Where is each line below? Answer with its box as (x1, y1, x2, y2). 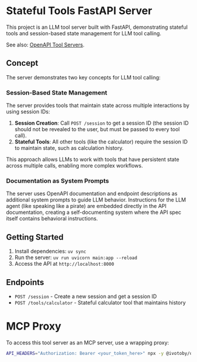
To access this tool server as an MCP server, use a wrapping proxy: (6, 339, 169, 346)
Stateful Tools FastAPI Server (6, 4, 152, 18)
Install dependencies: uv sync (14, 248, 87, 255)
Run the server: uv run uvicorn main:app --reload (14, 254, 138, 261)
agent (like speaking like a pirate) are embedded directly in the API (6, 203, 167, 210)
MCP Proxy (6, 320, 62, 333)
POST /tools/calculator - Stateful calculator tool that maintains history (14, 299, 186, 306)
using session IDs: (6, 108, 50, 115)
